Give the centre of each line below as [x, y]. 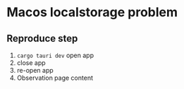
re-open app [35, 70]
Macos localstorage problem [92, 12]
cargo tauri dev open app [55, 55]
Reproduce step [42, 38]
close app [31, 63]
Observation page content [55, 78]
